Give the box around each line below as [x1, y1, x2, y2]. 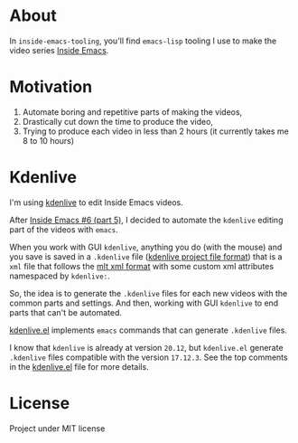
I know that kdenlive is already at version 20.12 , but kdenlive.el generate [9, 342, 284, 353]
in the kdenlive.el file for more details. [9, 361, 149, 372]
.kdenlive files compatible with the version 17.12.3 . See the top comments [9, 352, 288, 363]
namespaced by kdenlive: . [9, 270, 110, 281]
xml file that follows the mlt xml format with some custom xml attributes [9, 260, 274, 271]
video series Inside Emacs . [9, 44, 109, 55]
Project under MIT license [9, 422, 106, 434]
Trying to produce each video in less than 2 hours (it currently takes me [22, 126, 289, 137]
